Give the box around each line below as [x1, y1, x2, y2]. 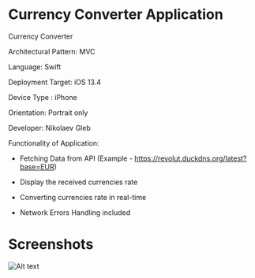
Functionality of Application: [8, 138, 100, 147]
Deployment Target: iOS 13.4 [8, 77, 101, 87]
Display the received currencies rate [19, 177, 138, 187]
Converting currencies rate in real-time [19, 192, 147, 202]
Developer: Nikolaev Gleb [8, 123, 91, 132]
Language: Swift [8, 61, 62, 72]
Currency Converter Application [8, 6, 223, 24]
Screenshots [8, 235, 94, 254]
